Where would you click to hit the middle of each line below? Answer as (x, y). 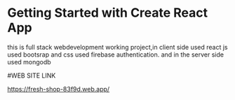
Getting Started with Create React (108, 13)
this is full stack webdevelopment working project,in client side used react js (117, 47)
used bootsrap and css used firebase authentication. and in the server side (116, 55)
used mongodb (29, 62)
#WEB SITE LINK (32, 76)
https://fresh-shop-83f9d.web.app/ (59, 89)
